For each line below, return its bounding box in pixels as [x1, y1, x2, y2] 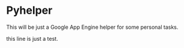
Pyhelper [6, 4, 53, 17]
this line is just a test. [6, 35, 58, 42]
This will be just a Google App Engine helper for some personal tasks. [6, 23, 179, 31]
